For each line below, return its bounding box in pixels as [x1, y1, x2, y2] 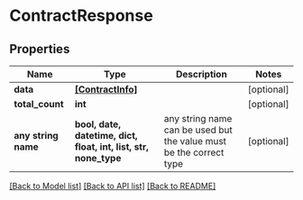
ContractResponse [9, 5, 153, 26]
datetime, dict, [74, 130, 138, 141]
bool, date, [74, 118, 122, 131]
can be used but [163, 123, 233, 136]
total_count [14, 98, 64, 110]
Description [175, 68, 227, 80]
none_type [74, 152, 122, 164]
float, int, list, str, [74, 141, 149, 153]
